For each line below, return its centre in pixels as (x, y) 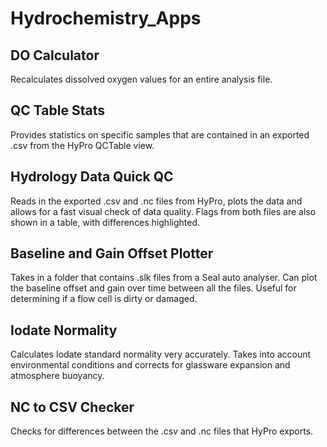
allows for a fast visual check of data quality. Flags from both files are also (163, 211)
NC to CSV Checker (72, 407)
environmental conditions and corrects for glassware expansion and (150, 365)
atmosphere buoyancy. (57, 376)
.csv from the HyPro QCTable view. (82, 145)
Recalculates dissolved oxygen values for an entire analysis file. (141, 79)
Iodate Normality (64, 330)
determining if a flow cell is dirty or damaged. (104, 299)
